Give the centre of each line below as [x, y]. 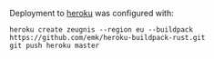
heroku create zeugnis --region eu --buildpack [102, 30]
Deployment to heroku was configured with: [92, 13]
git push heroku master [55, 45]
